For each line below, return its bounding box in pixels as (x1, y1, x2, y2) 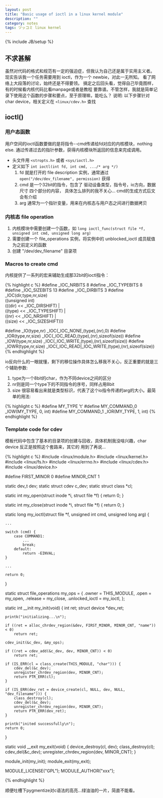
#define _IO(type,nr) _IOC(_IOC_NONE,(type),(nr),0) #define (5, 328, 126, 334)
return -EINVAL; (22, 551, 56, 555)
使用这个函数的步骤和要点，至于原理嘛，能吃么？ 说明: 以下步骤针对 (13, 92, 150, 98)
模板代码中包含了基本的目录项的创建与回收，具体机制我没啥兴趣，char (5, 438, 147, 443)
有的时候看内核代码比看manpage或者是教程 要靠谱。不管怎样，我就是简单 (5, 86, 154, 92)
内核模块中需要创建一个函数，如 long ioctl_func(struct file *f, (12, 225, 145, 231)
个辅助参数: (5, 365, 28, 371)
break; (22, 542, 36, 547)
